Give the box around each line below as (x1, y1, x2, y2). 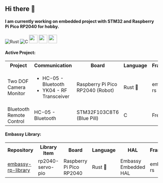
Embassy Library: (5, 132, 41, 137)
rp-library (7, 167, 31, 173)
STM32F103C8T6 (77, 109, 119, 116)
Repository (7, 147, 33, 153)
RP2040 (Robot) (77, 87, 114, 94)
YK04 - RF (42, 87, 67, 94)
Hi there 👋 (5, 5, 35, 13)
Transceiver (42, 93, 69, 100)
